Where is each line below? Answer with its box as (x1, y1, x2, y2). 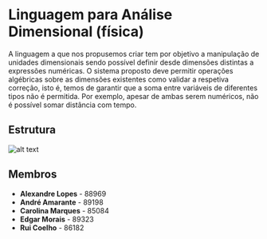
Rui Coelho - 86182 (19, 222, 84, 233)
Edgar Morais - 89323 (19, 214, 94, 224)
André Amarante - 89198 (19, 197, 104, 207)
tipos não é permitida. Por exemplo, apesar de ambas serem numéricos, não (8, 91, 259, 101)
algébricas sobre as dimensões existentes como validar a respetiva (8, 74, 230, 84)
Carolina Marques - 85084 (19, 205, 110, 215)
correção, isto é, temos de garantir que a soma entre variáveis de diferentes (8, 82, 257, 93)
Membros (8, 168, 57, 181)
